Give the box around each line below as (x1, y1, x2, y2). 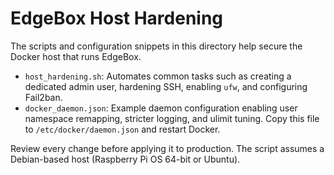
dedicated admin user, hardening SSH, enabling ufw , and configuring (24, 80, 308, 92)
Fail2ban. (24, 91, 63, 103)
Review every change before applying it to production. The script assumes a (10, 142, 325, 154)
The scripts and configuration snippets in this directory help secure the (10, 40, 303, 52)
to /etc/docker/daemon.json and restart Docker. (24, 123, 221, 135)
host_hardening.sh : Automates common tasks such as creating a (24, 70, 292, 82)
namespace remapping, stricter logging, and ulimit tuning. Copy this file (24, 112, 320, 124)
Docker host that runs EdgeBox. (10, 50, 142, 62)
